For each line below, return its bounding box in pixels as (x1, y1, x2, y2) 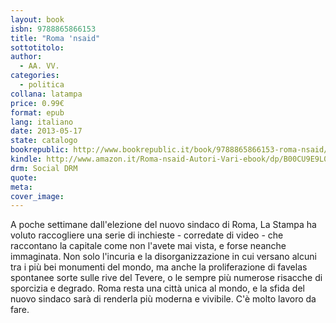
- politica (19, 80, 65, 90)
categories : (10, 71, 60, 81)
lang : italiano (10, 117, 74, 127)
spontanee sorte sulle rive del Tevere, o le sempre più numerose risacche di (10, 272, 323, 284)
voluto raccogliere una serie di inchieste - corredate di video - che (10, 229, 284, 241)
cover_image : (10, 191, 65, 201)
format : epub (10, 107, 65, 118)
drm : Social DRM (10, 163, 78, 173)
